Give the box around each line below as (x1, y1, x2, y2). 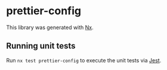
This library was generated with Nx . (6, 24, 94, 31)
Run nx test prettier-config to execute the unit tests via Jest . (6, 56, 162, 63)
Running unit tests (6, 41, 76, 51)
